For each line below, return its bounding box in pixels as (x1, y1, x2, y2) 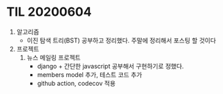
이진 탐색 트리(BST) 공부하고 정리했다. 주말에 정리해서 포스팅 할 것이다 (26, 36, 217, 45)
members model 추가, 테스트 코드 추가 (37, 70, 142, 79)
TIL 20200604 (6, 4, 92, 20)
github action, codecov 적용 (37, 79, 116, 87)
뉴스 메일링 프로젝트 (26, 53, 81, 62)
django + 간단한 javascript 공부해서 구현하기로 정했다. (37, 62, 184, 70)
